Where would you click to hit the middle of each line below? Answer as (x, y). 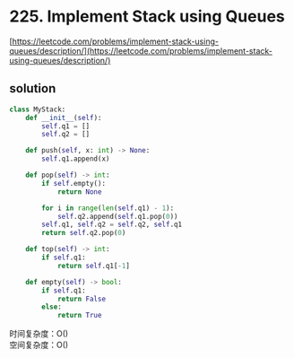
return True (79, 316)
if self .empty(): (73, 183)
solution (33, 88)
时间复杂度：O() (39, 334)
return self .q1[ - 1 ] (93, 266)
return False (81, 299)
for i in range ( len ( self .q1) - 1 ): (108, 208)
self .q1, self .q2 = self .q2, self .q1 (112, 225)
